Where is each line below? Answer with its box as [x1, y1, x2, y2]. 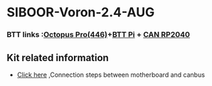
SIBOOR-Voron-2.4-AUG [6, 4, 155, 21]
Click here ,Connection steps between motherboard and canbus [16, 70, 206, 79]
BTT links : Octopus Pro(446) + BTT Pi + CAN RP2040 [6, 30, 190, 40]
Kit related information [6, 51, 110, 64]
